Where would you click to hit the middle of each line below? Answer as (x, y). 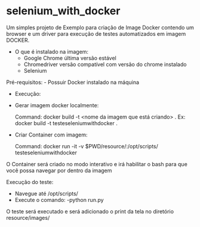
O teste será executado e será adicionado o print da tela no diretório (90, 211)
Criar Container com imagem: (51, 135)
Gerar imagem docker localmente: (57, 105)
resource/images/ (28, 217)
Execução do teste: (30, 182)
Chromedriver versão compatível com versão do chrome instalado (105, 64)
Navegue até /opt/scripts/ (47, 193)
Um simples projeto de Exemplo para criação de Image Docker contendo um (100, 27)
